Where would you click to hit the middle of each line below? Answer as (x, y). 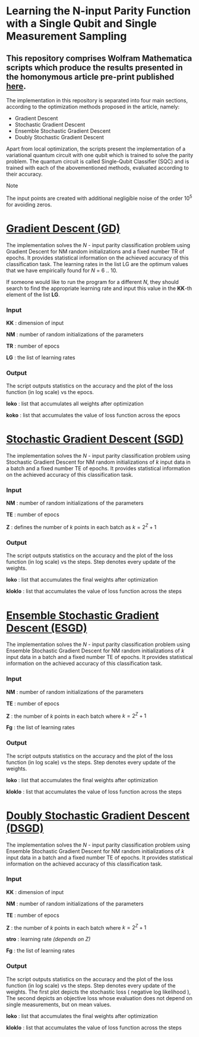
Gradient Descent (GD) (63, 228)
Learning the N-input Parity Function (99, 11)
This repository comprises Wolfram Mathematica (99, 58)
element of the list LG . (33, 294)
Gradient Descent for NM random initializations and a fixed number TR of (95, 251)
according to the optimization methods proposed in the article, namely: (93, 107)
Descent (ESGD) (47, 628)
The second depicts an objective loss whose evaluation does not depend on (99, 998)
